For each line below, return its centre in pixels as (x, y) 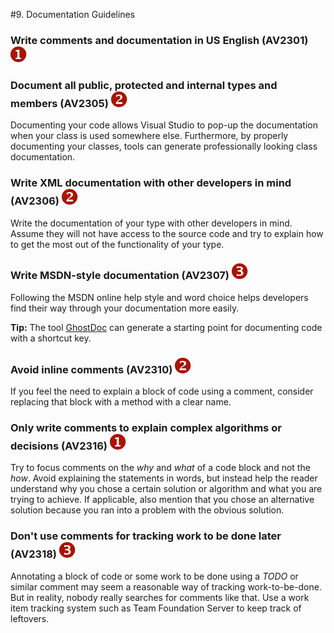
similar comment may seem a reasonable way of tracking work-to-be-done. (166, 586)
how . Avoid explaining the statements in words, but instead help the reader (164, 478)
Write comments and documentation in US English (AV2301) (159, 40)
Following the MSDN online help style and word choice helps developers (159, 297)
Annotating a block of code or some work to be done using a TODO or (154, 576)
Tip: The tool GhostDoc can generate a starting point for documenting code (166, 327)
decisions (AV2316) (59, 446)
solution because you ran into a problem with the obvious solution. (147, 510)
